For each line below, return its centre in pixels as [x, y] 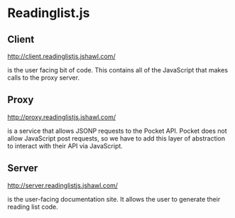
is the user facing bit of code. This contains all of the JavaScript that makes [118, 70]
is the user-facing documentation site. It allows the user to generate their [114, 199]
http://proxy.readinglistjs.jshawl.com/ [61, 117]
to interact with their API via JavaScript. [65, 146]
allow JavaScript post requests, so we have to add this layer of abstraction [116, 138]
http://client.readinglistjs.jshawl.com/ [61, 56]
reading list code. [33, 207]
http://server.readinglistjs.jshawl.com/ [63, 185]
